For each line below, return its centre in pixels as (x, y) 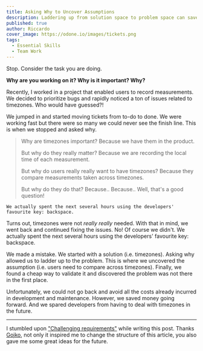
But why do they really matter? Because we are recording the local (104, 153)
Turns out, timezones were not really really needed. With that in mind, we (97, 223)
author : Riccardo (28, 29)
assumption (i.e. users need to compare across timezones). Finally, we (94, 267)
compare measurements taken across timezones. (82, 177)
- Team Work (27, 51)
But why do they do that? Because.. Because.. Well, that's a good (102, 189)
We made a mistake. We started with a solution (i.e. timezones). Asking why (100, 254)
